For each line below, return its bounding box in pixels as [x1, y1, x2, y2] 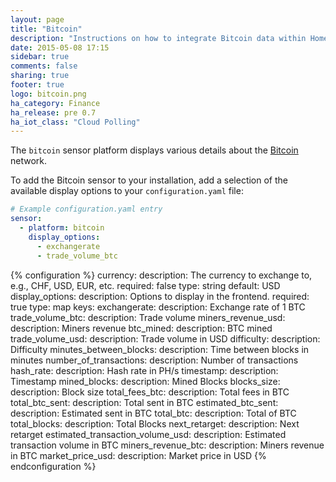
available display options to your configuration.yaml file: [10, 185, 244, 197]
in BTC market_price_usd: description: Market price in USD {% [10, 449, 267, 461]
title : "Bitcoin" [10, 24, 83, 34]
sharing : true [10, 71, 70, 81]
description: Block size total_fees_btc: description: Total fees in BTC [10, 386, 290, 398]
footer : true [10, 80, 65, 90]
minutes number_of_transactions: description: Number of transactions [10, 354, 299, 366]
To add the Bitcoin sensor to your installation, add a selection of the [10, 174, 288, 186]
